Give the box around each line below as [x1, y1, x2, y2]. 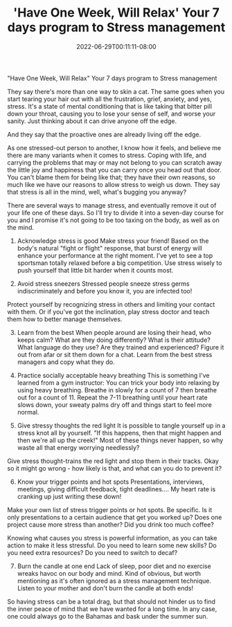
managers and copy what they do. [17, 358, 116, 366]
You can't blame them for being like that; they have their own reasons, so [7, 173, 216, 181]
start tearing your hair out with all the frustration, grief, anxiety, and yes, [7, 95, 213, 103]
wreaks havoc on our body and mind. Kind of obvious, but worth [17, 569, 201, 577]
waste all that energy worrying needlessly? [17, 443, 140, 451]
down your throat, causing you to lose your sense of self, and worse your [7, 109, 216, 118]
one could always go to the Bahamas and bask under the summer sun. [7, 612, 208, 620]
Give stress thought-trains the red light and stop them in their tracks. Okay [7, 457, 220, 465]
